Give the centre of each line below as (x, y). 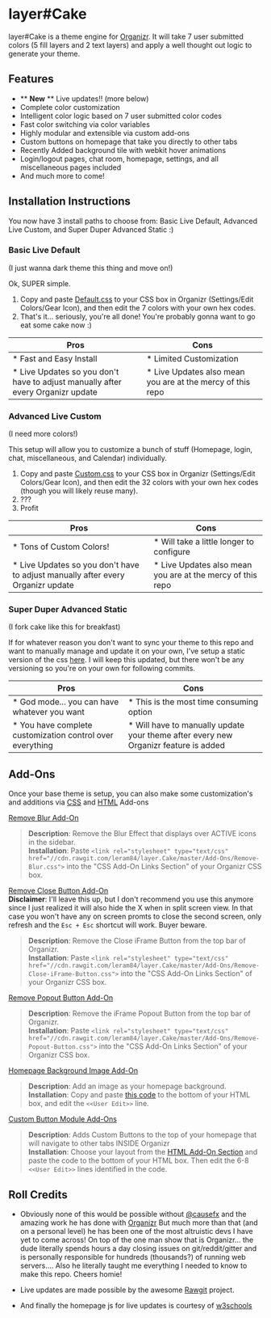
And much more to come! (62, 175)
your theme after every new (180, 735)
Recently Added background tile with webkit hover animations (123, 150)
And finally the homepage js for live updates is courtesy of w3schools (136, 1306)
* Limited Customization (193, 358)
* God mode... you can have (66, 702)
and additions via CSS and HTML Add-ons (79, 802)
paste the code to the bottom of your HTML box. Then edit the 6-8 (138, 1160)
